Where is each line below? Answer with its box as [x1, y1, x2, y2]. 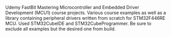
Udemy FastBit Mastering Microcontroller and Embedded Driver [5, 5, 140, 10]
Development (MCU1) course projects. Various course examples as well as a [5, 10, 166, 16]
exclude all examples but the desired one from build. [5, 26, 116, 32]
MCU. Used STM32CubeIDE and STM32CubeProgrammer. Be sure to [5, 20, 152, 26]
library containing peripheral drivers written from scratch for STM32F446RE [5, 15, 165, 21]
